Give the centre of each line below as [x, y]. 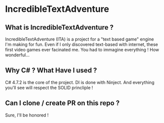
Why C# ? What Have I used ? [51, 70]
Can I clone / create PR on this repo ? [62, 103]
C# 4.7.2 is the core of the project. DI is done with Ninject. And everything [80, 82]
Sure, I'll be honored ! [27, 115]
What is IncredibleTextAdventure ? [59, 27]
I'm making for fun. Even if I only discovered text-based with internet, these [82, 44]
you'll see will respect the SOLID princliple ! [49, 87]
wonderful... [17, 55]
